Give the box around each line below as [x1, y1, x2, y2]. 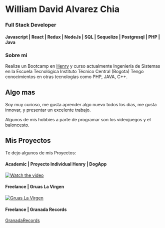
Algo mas [5, 88, 35, 97]
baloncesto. [5, 122, 30, 128]
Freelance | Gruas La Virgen [5, 184, 64, 190]
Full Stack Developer [5, 22, 56, 29]
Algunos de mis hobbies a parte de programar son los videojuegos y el [5, 116, 151, 122]
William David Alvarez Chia [5, 4, 120, 15]
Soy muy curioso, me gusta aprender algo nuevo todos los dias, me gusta [5, 101, 157, 107]
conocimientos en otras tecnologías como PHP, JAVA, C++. [5, 74, 127, 80]
